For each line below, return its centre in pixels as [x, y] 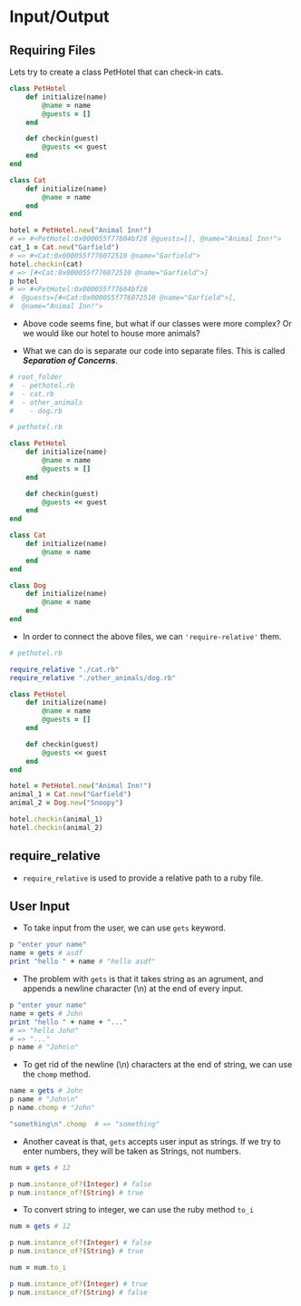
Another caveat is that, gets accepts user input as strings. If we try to [151, 1141]
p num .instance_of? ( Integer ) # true [78, 1284]
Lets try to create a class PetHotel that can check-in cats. [117, 72]
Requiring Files [53, 50]
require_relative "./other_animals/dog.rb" [93, 677]
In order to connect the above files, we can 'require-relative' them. [152, 636]
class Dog [28, 585]
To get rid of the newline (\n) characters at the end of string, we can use [157, 1065]
